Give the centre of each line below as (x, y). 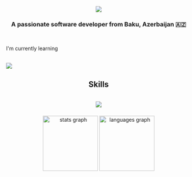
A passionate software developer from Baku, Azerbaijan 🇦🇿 (99, 25)
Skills (99, 84)
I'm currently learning (32, 49)
